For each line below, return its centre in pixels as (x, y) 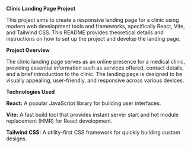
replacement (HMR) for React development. (59, 121)
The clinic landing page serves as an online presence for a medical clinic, (96, 62)
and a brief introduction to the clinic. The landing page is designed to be (94, 74)
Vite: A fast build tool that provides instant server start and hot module (93, 115)
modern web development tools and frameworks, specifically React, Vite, (95, 26)
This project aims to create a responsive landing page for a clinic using (93, 20)
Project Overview (28, 50)
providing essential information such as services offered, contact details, (95, 68)
